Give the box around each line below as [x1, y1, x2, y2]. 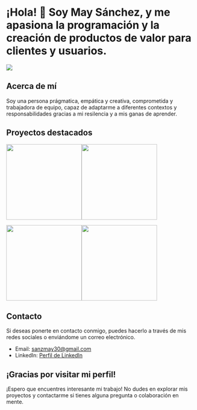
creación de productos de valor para [6, 31, 192, 45]
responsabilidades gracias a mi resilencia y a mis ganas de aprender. [6, 110, 178, 117]
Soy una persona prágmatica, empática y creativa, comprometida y [6, 97, 174, 105]
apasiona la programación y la [6, 18, 160, 32]
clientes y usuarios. [6, 44, 107, 58]
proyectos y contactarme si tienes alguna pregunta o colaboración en [6, 392, 179, 399]
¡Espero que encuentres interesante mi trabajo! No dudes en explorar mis [6, 385, 188, 392]
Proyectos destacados [6, 128, 93, 138]
